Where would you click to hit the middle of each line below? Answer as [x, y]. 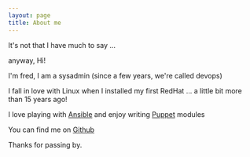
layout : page [29, 15]
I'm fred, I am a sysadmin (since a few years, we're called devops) [115, 75]
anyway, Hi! [27, 60]
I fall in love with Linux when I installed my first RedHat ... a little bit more [125, 90]
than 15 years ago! [38, 99]
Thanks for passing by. [45, 144]
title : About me [35, 23]
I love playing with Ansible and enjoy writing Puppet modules [107, 114]
